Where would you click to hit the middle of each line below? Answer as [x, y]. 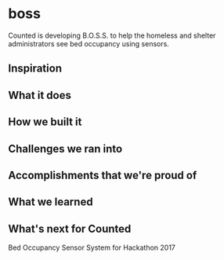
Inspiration [35, 69]
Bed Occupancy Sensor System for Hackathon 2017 [92, 247]
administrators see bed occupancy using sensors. [89, 43]
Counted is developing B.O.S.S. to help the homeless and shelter [112, 35]
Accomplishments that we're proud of [103, 175]
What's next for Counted [70, 229]
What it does [40, 95]
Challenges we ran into [65, 149]
